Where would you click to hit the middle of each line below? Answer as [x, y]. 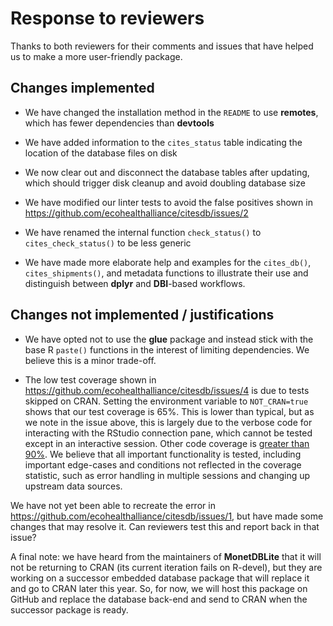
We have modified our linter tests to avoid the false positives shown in [168, 202]
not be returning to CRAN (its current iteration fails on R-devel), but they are [166, 567]
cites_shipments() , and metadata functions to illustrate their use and [166, 273]
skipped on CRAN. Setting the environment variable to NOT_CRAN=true [166, 401]
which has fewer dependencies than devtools [119, 123]
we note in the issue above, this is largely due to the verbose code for [168, 422]
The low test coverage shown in [90, 379]
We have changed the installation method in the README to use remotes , [171, 112]
